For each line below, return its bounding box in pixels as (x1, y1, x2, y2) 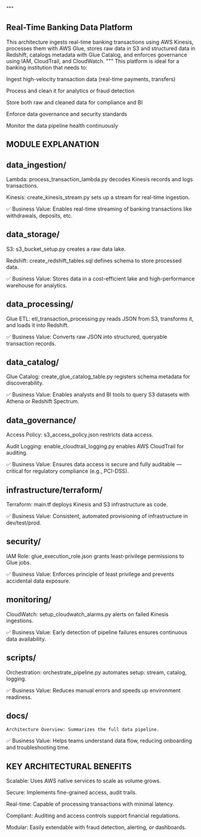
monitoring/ (6, 595, 52, 605)
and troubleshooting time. (6, 744, 70, 751)
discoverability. (6, 379, 44, 386)
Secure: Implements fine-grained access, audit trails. (6, 789, 137, 796)
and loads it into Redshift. (6, 321, 69, 329)
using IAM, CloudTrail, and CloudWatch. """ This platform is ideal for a (6, 57, 179, 65)
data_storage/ (6, 229, 60, 239)
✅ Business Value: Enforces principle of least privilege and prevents (6, 570, 175, 578)
